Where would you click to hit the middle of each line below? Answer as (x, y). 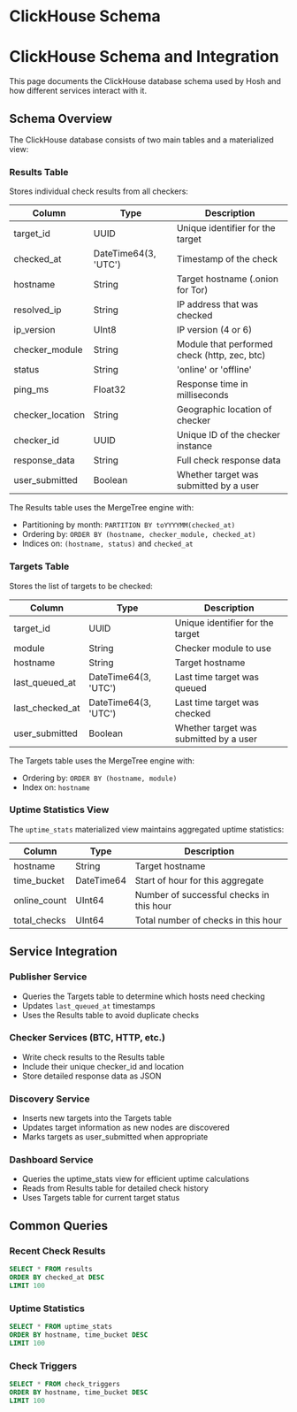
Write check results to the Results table (93, 1057)
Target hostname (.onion (228, 279)
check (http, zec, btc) (221, 356)
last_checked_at (47, 708)
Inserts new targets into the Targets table (97, 1118)
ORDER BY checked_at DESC (57, 1277)
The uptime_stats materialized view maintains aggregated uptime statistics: (147, 829)
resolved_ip (38, 310)
